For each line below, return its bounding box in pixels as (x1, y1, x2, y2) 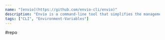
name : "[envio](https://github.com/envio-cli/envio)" (5, 7, 118, 12)
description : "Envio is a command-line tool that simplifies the (5, 12, 141, 17)
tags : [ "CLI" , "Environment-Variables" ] (5, 16, 89, 21)
